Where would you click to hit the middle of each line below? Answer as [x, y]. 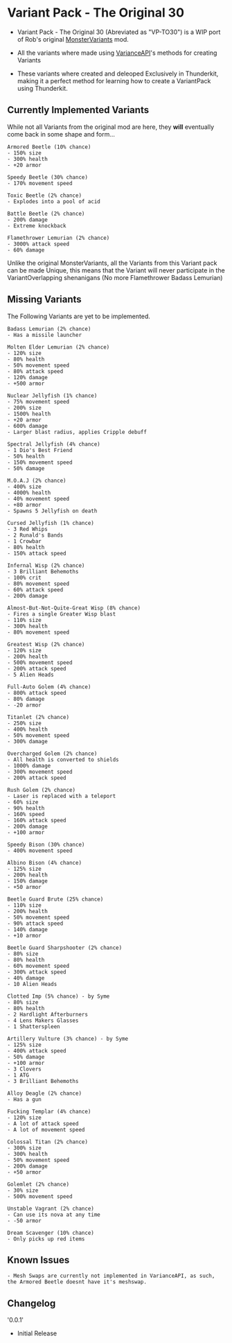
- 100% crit [24, 578]
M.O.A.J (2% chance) [37, 480]
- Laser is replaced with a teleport [62, 796]
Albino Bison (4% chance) [44, 863]
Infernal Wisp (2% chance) [46, 565]
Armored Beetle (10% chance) [49, 147]
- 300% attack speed [37, 972]
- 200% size [24, 408]
